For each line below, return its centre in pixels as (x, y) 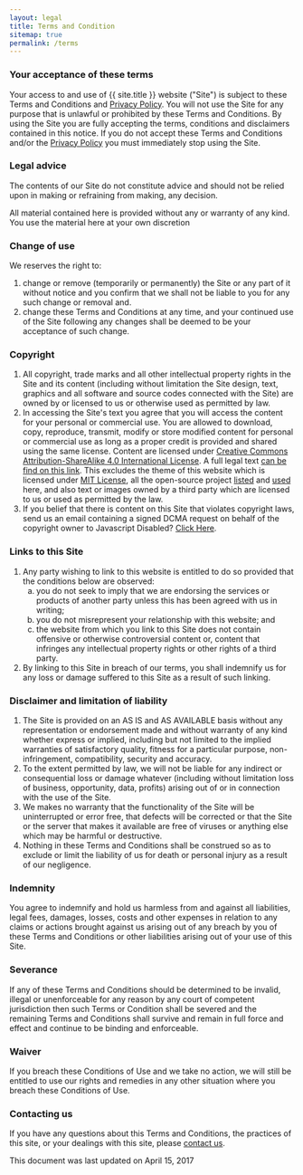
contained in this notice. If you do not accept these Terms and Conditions (146, 133)
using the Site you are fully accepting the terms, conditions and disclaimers (150, 123)
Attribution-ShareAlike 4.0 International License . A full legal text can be (154, 461)
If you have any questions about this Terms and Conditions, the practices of (151, 1133)
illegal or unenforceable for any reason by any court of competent (132, 999)
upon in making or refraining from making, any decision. (114, 195)
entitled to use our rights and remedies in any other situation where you (142, 1080)
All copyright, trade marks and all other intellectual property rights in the (156, 374)
